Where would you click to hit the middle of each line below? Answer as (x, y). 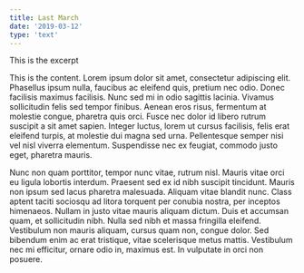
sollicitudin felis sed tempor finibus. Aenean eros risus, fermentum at (138, 107)
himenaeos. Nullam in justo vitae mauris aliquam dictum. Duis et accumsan (149, 211)
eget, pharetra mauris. (51, 155)
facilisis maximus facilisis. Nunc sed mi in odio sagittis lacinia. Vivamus (142, 97)
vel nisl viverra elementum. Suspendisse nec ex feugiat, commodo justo (144, 145)
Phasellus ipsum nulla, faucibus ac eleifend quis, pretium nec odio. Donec (147, 88)
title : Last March (44, 18)
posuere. (26, 259)
